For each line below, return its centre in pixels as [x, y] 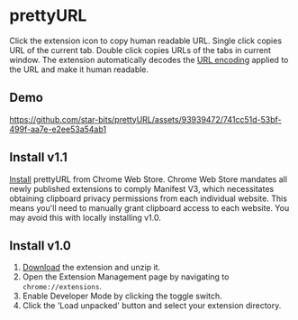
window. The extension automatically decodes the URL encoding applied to [149, 59]
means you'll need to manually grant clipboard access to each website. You [149, 207]
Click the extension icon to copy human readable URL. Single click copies [145, 41]
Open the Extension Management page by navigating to [126, 277]
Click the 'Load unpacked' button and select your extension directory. [152, 306]
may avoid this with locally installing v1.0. [86, 217]
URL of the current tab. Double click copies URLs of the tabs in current [140, 50]
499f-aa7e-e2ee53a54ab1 [58, 129]
